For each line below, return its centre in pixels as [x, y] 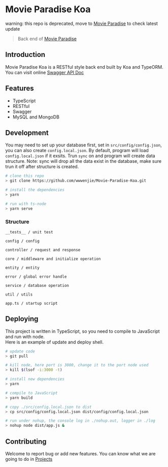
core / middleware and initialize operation [53, 259]
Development [27, 133]
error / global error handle [36, 276]
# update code [20, 351]
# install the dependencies [35, 190]
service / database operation [37, 285]
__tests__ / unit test [29, 232]
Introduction [25, 55]
